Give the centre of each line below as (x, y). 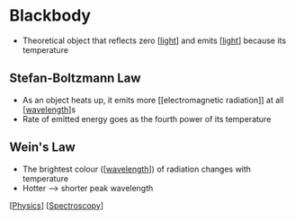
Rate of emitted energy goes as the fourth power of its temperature (147, 119)
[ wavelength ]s (49, 110)
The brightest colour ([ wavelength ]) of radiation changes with (137, 169)
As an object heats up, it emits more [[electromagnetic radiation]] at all (153, 100)
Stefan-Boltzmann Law (75, 79)
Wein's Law (43, 148)
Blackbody (50, 16)
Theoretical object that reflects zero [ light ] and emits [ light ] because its (154, 40)
